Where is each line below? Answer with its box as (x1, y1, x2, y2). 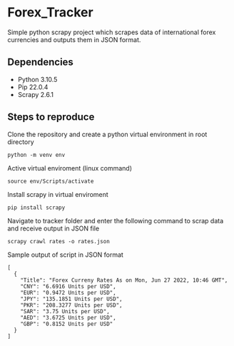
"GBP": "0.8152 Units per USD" (20, 320, 113, 327)
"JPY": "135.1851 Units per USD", (20, 295, 123, 302)
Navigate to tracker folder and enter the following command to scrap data (7, 216, 224, 225)
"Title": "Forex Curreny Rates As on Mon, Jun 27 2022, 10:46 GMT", (20, 276, 228, 284)
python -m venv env (7, 151, 66, 158)
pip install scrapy (7, 204, 66, 211)
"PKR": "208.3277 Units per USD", (20, 301, 123, 309)
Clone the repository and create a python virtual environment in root (7, 130, 208, 138)
